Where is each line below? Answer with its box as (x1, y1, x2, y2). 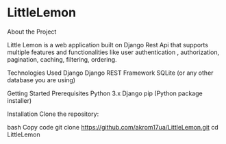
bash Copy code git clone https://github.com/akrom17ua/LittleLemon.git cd (7, 123, 219, 131)
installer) (7, 96, 32, 104)
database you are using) (7, 75, 76, 84)
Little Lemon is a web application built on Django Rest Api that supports (7, 40, 209, 49)
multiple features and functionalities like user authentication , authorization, (7, 48, 220, 56)
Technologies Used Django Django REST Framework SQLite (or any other (7, 69, 214, 77)
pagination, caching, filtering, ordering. (7, 55, 118, 63)
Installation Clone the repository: (7, 110, 99, 118)
